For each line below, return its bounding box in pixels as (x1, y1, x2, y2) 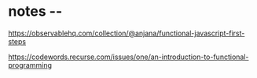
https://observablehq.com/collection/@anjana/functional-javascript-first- (8, 28, 245, 38)
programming (8, 60, 53, 69)
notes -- (8, 2, 63, 20)
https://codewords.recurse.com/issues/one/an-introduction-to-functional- (8, 52, 249, 61)
